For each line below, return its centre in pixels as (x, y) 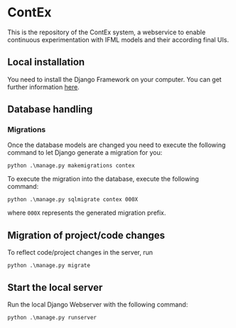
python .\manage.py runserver (52, 318)
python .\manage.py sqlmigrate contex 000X (73, 200)
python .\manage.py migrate (49, 266)
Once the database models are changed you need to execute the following (117, 145)
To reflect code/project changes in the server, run (80, 252)
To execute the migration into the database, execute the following (103, 179)
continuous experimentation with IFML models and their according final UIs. (118, 39)
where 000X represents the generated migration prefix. (87, 213)
